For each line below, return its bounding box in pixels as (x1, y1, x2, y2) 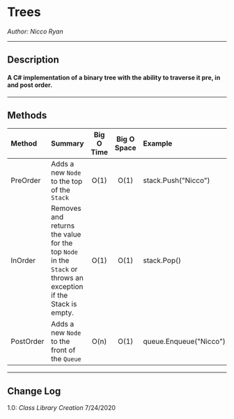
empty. (51, 308, 75, 317)
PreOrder (10, 175, 41, 185)
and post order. (7, 81, 53, 89)
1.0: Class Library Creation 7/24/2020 (7, 404, 116, 412)
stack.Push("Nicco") (142, 175, 210, 185)
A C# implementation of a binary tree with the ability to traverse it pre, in (7, 73, 221, 81)
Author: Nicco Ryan (7, 27, 64, 35)
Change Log (7, 385, 61, 397)
